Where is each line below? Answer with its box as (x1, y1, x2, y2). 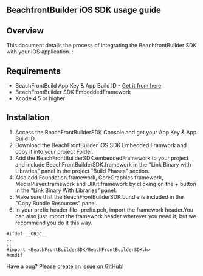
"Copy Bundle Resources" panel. (15, 199, 98, 207)
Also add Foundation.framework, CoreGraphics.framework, (15, 173, 163, 181)
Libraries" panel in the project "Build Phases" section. (15, 167, 150, 174)
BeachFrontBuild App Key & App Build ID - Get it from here (15, 82, 162, 89)
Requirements (6, 66, 61, 76)
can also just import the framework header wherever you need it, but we (15, 212, 196, 219)
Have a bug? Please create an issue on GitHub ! (6, 263, 124, 270)
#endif (6, 252, 23, 258)
